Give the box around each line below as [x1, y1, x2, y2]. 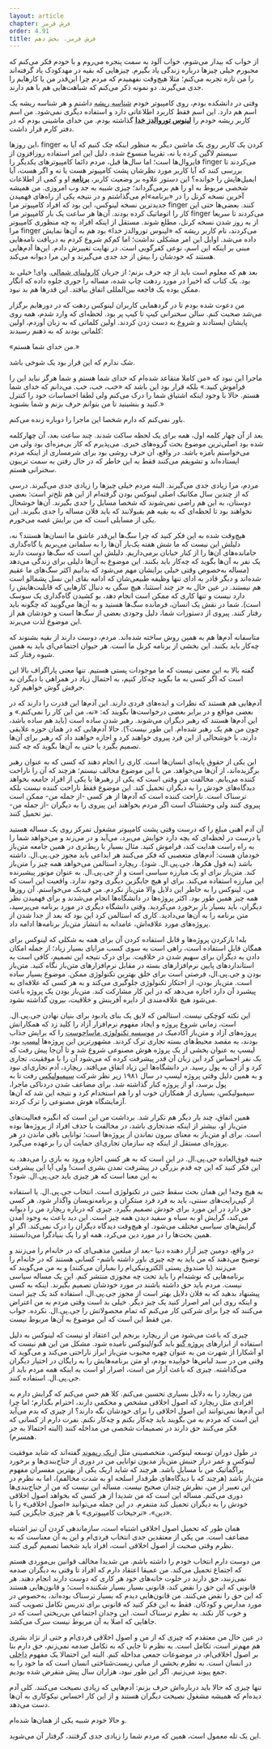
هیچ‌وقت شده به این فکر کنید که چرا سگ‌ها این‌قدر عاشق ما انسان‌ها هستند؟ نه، [9, 531, 246, 540]
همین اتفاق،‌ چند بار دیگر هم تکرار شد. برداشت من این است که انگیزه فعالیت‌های [9, 1112, 250, 1122]
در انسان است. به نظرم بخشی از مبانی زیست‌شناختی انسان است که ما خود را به [9, 1658, 252, 1668]
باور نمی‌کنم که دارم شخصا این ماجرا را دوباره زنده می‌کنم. [9, 415, 185, 424]
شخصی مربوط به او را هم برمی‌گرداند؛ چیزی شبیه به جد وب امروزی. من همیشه [9, 183, 249, 193]
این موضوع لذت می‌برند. [9, 616, 83, 626]
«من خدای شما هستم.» [9, 342, 80, 352]
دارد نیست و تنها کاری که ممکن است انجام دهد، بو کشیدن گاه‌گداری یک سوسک [9, 591, 245, 600]
